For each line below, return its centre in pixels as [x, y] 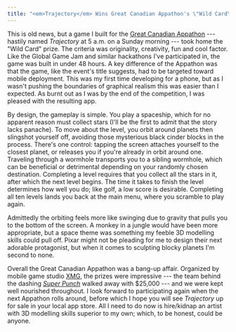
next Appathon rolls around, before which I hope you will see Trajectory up [115, 298]
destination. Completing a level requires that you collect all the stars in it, [112, 174]
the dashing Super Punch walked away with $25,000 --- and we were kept [115, 283]
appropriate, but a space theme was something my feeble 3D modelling [111, 232]
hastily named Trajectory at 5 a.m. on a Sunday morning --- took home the [115, 41]
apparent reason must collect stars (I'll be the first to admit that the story [112, 122]
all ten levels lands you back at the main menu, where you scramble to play [116, 197]
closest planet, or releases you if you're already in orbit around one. [105, 152]
